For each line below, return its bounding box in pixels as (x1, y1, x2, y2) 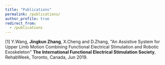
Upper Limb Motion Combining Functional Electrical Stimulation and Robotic (5, 44, 159, 50)
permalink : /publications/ (5, 12, 61, 17)
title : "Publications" (5, 7, 52, 12)
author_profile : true (5, 16, 50, 21)
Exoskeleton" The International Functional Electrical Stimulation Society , (5, 49, 156, 55)
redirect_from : (5, 21, 36, 26)
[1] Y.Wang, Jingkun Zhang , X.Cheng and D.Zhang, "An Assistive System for (5, 39, 160, 44)
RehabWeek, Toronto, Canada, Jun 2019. (5, 54, 88, 60)
